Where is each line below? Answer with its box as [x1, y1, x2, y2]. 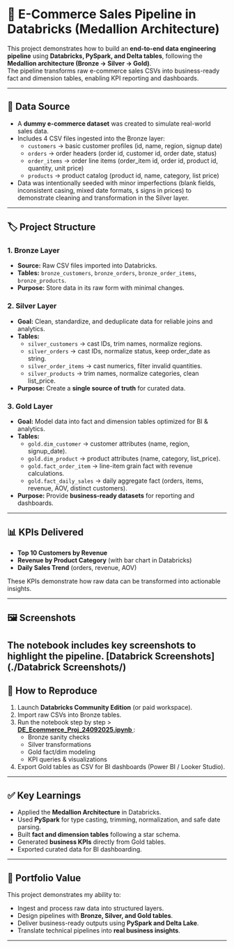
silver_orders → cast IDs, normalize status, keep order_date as [27, 347, 211, 355]
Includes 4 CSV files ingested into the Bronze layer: [17, 134, 165, 143]
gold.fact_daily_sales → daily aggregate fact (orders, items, [27, 476, 204, 485]
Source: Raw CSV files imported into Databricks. [17, 261, 157, 270]
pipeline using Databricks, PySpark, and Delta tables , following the [7, 52, 203, 60]
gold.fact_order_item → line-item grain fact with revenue [27, 462, 193, 470]
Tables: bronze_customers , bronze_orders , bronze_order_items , [17, 269, 197, 277]
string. [27, 354, 47, 363]
